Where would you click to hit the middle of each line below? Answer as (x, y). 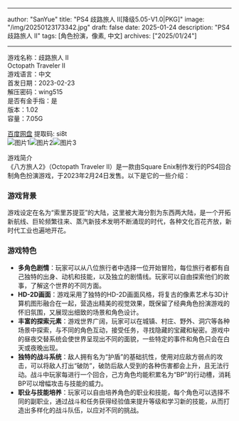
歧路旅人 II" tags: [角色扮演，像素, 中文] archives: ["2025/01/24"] (102, 36)
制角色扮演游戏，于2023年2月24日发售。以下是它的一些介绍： (99, 176)
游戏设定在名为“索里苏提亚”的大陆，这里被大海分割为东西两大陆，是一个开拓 (119, 213)
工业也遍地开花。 (44, 230)
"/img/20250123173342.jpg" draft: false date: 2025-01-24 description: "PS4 (118, 27)
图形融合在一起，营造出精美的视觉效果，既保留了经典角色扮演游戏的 (130, 303)
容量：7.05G (25, 119)
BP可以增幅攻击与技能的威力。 (62, 383)
